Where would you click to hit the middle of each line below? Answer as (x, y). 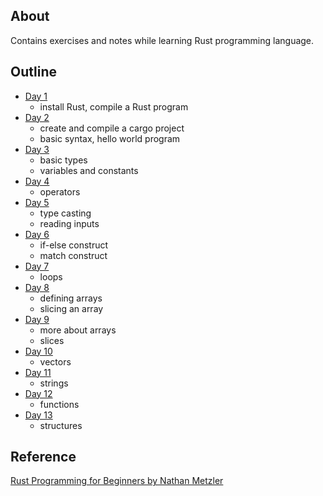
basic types (63, 160)
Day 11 (38, 372)
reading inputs (69, 223)
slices (52, 340)
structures (61, 425)
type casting (65, 213)
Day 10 (38, 351)
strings (54, 383)
